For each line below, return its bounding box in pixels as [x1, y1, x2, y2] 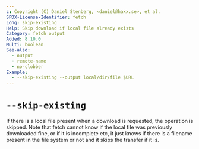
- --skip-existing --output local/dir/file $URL [11, 74, 134, 80]
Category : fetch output [6, 31, 65, 37]
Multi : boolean [6, 42, 44, 48]
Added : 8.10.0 [6, 36, 42, 42]
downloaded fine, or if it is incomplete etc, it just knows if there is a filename [6, 130, 192, 137]
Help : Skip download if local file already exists [6, 25, 134, 31]
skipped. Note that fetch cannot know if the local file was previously [6, 124, 173, 131]
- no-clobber [11, 63, 44, 70]
